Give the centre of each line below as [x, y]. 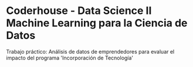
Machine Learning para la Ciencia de [97, 23]
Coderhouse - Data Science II [79, 11]
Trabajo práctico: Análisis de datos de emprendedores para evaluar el [90, 51]
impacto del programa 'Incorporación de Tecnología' [70, 58]
